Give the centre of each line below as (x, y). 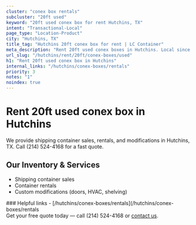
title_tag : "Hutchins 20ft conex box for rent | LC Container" (85, 45)
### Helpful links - (29, 203)
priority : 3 (21, 72)
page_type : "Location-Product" (44, 33)
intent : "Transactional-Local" (44, 28)
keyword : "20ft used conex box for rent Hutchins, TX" (75, 22)
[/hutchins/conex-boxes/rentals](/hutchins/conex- (113, 203)
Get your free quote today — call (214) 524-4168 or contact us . (82, 216)
